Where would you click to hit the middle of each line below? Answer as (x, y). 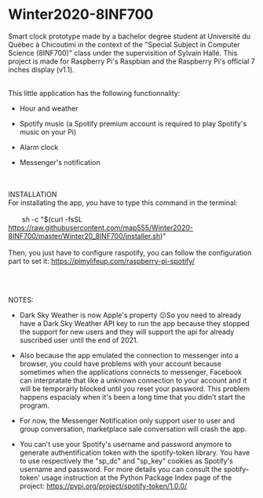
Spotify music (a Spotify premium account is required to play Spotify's (133, 123)
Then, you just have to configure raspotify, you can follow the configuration (130, 252)
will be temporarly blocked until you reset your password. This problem (134, 388)
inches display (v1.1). (41, 69)
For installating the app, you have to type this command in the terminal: (123, 203)
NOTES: (21, 299)
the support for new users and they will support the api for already (127, 331)
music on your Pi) (48, 132)
